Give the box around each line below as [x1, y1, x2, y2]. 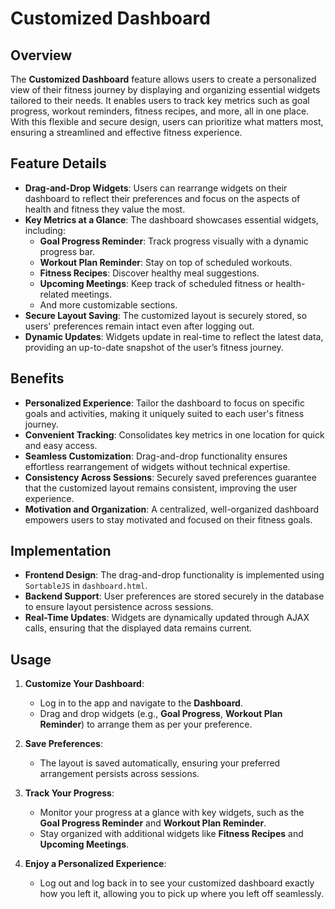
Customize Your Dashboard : [24, 678, 145, 690]
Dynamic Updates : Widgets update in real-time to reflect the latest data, [24, 330, 324, 342]
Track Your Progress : [24, 787, 115, 799]
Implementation [10, 543, 112, 560]
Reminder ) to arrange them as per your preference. [39, 718, 253, 731]
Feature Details [10, 155, 107, 172]
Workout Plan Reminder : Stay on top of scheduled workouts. [39, 256, 293, 268]
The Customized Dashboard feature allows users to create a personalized [10, 73, 317, 85]
